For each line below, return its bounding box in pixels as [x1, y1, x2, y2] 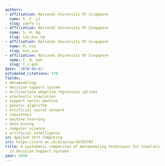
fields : [5, 76, 21, 81]
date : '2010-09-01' [5, 67, 45, 72]
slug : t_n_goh [9, 62, 38, 67]
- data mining [5, 121, 34, 126]
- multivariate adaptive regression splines [5, 89, 98, 94]
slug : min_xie [9, 48, 38, 53]
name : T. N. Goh [9, 57, 43, 62]
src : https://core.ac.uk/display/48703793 [5, 139, 93, 145]
